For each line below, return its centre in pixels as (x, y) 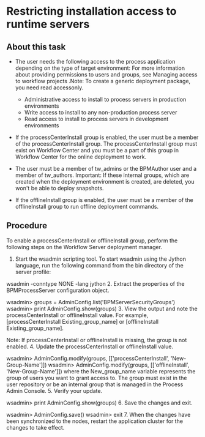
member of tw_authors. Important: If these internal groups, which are (102, 175)
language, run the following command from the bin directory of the (99, 265)
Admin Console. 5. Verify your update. (54, 390)
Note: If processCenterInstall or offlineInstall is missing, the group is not (97, 340)
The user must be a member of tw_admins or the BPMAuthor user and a (106, 169)
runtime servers (48, 24)
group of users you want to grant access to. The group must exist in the (97, 378)
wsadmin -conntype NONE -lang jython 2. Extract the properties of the (95, 283)
